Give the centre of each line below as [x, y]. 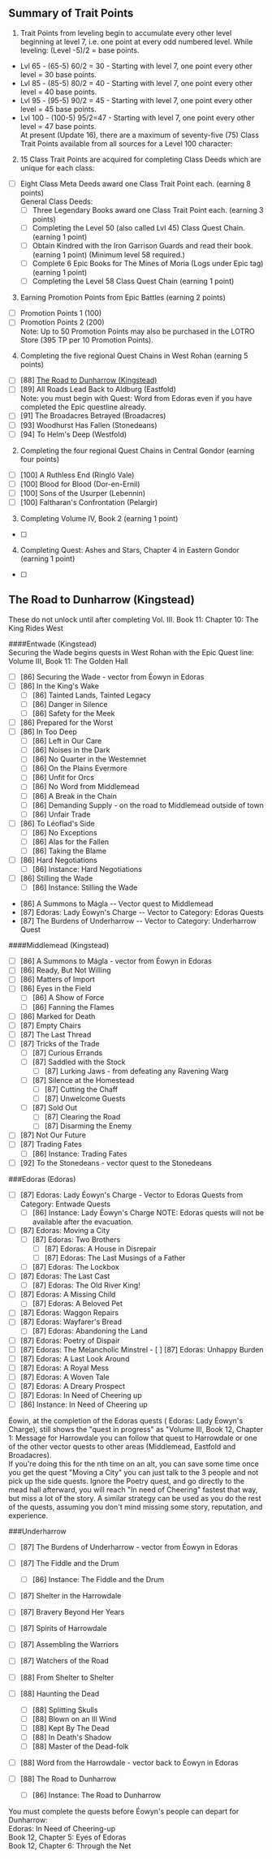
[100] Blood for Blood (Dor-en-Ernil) [80, 484]
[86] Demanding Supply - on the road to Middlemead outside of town [148, 805]
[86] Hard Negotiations [58, 860]
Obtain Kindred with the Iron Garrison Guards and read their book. [142, 246]
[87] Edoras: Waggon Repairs [69, 1313]
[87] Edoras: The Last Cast [65, 1276]
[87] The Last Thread [56, 1034]
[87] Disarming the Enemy [88, 1126]
